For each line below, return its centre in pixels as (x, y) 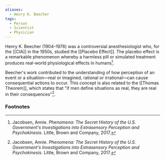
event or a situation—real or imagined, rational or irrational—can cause (77, 78)
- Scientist (22, 28)
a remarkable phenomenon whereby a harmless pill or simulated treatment (80, 57)
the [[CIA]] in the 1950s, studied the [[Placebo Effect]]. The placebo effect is (82, 52)
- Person (18, 23)
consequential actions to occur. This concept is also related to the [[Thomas (82, 83)
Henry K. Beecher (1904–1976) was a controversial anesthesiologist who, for (82, 46)
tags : (11, 19)
